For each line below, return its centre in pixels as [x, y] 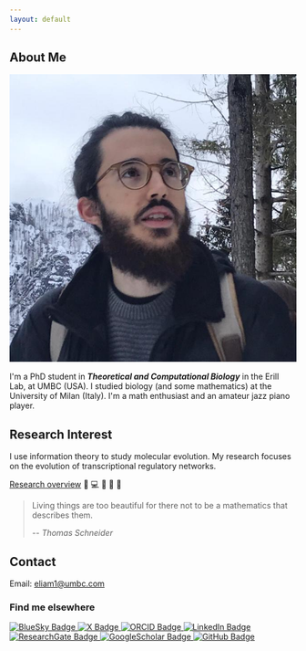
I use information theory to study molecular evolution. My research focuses [150, 457]
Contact [33, 562]
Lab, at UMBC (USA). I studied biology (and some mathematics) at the [141, 386]
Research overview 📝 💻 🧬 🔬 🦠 [66, 485]
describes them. [62, 515]
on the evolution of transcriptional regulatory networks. [113, 467]
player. [22, 405]
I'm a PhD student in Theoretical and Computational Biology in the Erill [144, 377]
